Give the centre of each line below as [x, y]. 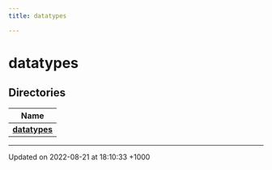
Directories [37, 93]
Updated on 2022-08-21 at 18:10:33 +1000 [79, 157]
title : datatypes [38, 16]
